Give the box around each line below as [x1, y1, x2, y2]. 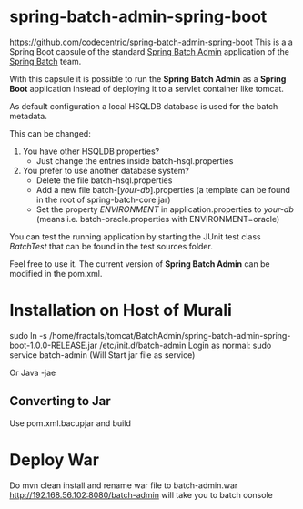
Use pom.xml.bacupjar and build [9, 417, 132, 429]
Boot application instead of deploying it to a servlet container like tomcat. [9, 83, 285, 94]
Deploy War [9, 449, 100, 470]
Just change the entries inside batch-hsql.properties [35, 155, 234, 166]
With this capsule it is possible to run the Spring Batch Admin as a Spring [9, 73, 287, 84]
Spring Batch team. [9, 56, 82, 66]
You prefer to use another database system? [22, 165, 189, 176]
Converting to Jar [9, 393, 111, 409]
